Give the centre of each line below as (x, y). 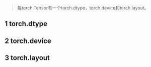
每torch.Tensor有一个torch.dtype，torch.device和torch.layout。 (83, 8)
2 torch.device (28, 41)
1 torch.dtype (26, 24)
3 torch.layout (27, 58)
